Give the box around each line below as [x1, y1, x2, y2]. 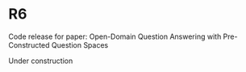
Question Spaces [51, 40, 109, 49]
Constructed [8, 40, 50, 49]
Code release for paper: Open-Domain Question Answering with [8, 32, 222, 41]
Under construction [8, 56, 73, 66]
